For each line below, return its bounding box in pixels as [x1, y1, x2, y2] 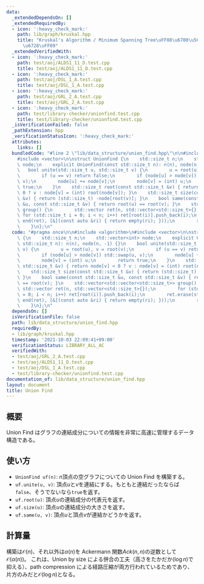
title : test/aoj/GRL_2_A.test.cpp [17, 99, 104, 105]
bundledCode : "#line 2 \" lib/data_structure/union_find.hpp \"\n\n [12, 150, 183, 156]
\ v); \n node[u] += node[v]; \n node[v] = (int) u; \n [17, 179, 191, 185]
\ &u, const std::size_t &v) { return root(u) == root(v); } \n [17, 201, 181, 207]
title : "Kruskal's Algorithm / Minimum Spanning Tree [17, 37, 156, 43]
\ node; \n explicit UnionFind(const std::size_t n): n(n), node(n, [17, 162, 200, 168]
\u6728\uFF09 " [22, 43, 59, 49]
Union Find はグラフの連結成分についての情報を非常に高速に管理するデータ [6, 429, 194, 436]
